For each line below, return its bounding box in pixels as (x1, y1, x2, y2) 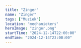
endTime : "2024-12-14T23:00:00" (5, 35, 72, 40)
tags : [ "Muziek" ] (5, 16, 41, 21)
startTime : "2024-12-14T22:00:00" (5, 30, 77, 35)
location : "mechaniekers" (5, 21, 59, 26)
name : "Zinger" (5, 12, 37, 17)
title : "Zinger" (5, 7, 39, 12)
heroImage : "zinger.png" (5, 26, 57, 31)
